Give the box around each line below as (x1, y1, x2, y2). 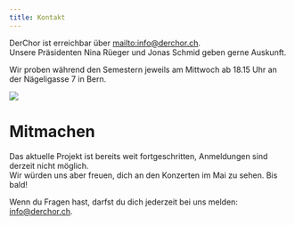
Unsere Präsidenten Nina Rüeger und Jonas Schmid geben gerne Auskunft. (9, 46, 287, 58)
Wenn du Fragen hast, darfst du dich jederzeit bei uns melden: (9, 197, 239, 207)
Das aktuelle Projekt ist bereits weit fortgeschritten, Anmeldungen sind (9, 150, 268, 161)
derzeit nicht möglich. (9, 160, 89, 171)
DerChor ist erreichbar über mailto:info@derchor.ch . (9, 37, 201, 48)
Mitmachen (9, 121, 95, 141)
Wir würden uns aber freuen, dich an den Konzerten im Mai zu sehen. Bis (9, 170, 278, 181)
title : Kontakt (9, 12, 66, 22)
